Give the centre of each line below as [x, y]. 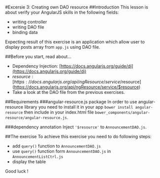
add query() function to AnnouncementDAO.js [56, 146]
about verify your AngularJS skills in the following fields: [62, 12]
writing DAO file [28, 27]
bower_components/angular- [122, 113]
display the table [29, 162]
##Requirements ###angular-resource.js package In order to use [71, 102]
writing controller [30, 22]
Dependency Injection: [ [36, 66]
